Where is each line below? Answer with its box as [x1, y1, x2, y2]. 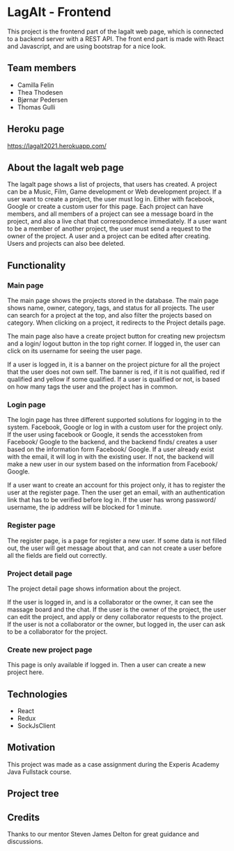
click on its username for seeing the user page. [7, 347, 143, 355]
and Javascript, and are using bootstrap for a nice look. [7, 42, 166, 50]
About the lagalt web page [7, 162, 124, 173]
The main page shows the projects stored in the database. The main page [7, 297, 219, 305]
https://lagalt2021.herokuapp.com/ [7, 141, 107, 150]
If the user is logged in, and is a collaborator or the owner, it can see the [7, 598, 214, 606]
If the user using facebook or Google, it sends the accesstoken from [7, 430, 203, 439]
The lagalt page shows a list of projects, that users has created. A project [7, 180, 217, 189]
